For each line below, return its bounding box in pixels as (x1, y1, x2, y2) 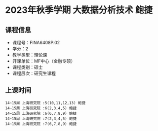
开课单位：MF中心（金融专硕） (12, 58, 76, 64)
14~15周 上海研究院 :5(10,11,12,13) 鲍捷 (5, 100, 85, 105)
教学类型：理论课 (12, 52, 47, 58)
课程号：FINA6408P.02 (12, 40, 60, 45)
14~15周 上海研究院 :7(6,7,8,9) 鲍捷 (5, 121, 77, 126)
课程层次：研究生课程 (12, 70, 56, 76)
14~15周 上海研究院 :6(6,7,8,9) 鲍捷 (5, 111, 77, 116)
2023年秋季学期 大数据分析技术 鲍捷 (5, 4, 153, 16)
